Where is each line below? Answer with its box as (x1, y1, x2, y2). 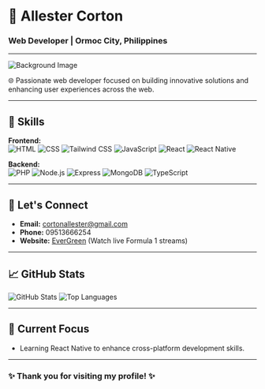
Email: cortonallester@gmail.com (19, 219, 129, 229)
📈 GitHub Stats (8, 267, 85, 281)
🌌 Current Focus (8, 323, 90, 336)
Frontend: (8, 136, 42, 145)
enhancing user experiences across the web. (8, 84, 155, 94)
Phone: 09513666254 (19, 228, 91, 238)
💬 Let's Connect (8, 198, 88, 211)
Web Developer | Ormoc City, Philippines (8, 36, 168, 47)
